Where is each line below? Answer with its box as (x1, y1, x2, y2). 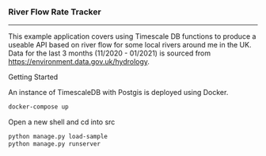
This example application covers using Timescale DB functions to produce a (8, 32, 256, 41)
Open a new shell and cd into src (8, 117, 116, 127)
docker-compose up (8, 103, 69, 111)
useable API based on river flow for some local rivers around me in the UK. (8, 40, 252, 50)
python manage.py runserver (8, 140, 101, 148)
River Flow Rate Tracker (8, 6, 101, 17)
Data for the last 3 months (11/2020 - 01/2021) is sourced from (8, 48, 211, 58)
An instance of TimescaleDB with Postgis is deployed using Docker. (8, 88, 229, 97)
